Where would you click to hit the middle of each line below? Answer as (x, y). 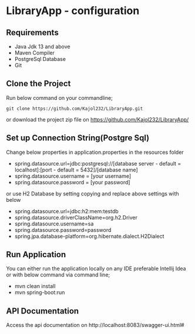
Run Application (36, 254)
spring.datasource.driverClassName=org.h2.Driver (76, 217)
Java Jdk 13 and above (42, 46)
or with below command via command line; (58, 275)
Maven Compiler (34, 53)
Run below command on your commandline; (59, 97)
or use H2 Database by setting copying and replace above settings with (93, 193)
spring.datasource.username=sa (54, 224)
